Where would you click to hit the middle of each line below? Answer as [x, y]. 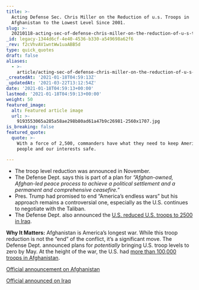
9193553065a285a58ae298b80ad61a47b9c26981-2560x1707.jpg [89, 122]
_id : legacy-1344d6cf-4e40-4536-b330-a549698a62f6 [70, 39]
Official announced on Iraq [38, 281]
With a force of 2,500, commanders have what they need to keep [98, 143]
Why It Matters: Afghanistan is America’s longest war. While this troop [92, 232]
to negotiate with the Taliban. [50, 208]
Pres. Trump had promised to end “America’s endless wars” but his [96, 196]
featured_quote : [26, 133]
